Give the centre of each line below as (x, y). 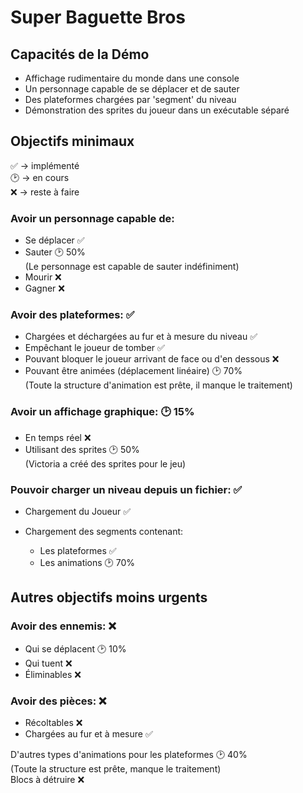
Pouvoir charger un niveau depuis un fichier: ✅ (126, 489)
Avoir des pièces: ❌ (58, 701)
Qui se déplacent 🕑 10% (75, 648)
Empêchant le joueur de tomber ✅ (94, 348)
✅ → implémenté (45, 165)
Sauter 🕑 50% (55, 252)
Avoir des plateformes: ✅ (72, 315)
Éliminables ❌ (53, 674)
